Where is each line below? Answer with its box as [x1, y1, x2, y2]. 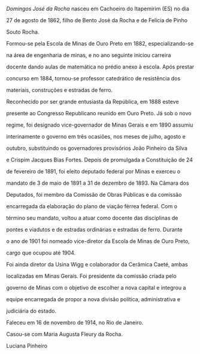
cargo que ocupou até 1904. [6, 249, 76, 256]
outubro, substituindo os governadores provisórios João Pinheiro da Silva [6, 145, 187, 152]
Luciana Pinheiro [6, 342, 48, 349]
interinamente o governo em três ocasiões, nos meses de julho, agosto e [6, 133, 186, 140]
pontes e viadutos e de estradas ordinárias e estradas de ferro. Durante [6, 226, 183, 233]
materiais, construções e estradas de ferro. [6, 86, 113, 94]
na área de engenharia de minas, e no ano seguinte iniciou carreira [6, 52, 171, 59]
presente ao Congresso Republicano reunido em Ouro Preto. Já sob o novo [6, 110, 192, 116]
